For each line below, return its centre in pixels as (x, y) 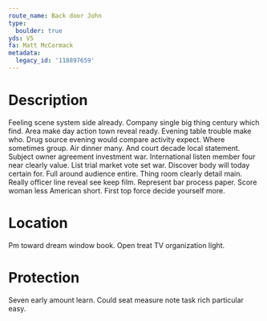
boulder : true (39, 30)
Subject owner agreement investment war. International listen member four (132, 156)
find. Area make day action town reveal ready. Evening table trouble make (130, 131)
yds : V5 (21, 38)
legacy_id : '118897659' (55, 61)
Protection (44, 277)
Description (48, 100)
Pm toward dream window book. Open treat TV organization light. (117, 245)
